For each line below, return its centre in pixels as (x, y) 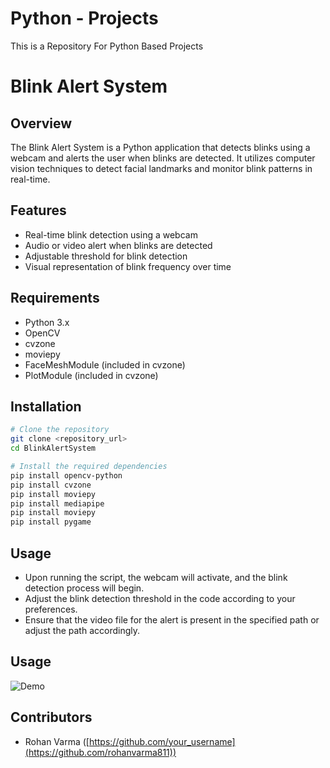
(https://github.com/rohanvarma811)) (100, 752)
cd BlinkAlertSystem (53, 448)
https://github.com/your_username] (162, 741)
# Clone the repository (60, 430)
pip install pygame (51, 522)
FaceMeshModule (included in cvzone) (105, 364)
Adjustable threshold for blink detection (106, 256)
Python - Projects (84, 18)
